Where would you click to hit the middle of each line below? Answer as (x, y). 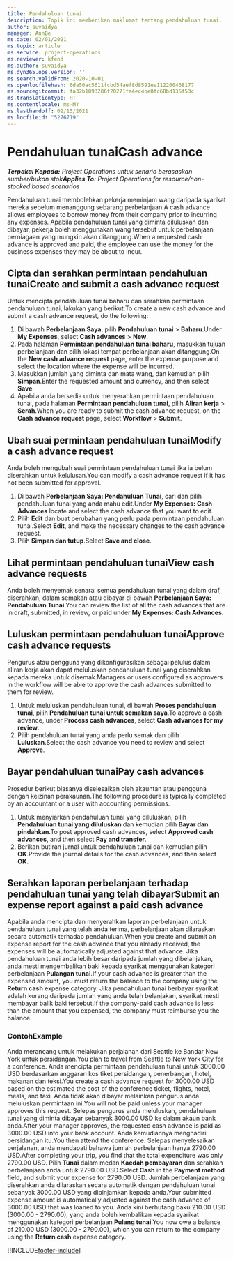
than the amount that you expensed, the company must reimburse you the (113, 1011)
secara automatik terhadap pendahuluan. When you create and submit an (112, 937)
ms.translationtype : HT (42, 98)
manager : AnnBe (29, 33)
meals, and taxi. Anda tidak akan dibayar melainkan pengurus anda (103, 1096)
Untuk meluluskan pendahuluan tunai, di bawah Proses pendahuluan (116, 705)
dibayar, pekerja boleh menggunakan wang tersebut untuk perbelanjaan (110, 229)
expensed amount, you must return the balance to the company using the (112, 981)
